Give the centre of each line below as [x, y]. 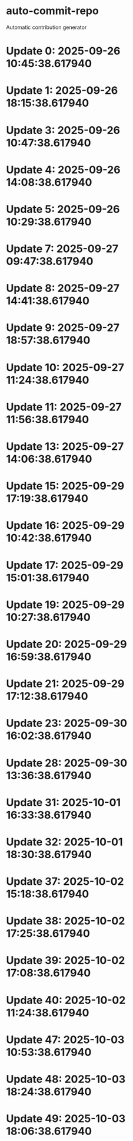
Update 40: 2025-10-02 [66, 1000]
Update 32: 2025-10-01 [64, 842]
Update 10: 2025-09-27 [65, 367]
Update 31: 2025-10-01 [64, 802]
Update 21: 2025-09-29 [65, 684]
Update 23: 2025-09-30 [67, 723]
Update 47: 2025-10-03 [65, 1039]
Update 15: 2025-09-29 [65, 486]
